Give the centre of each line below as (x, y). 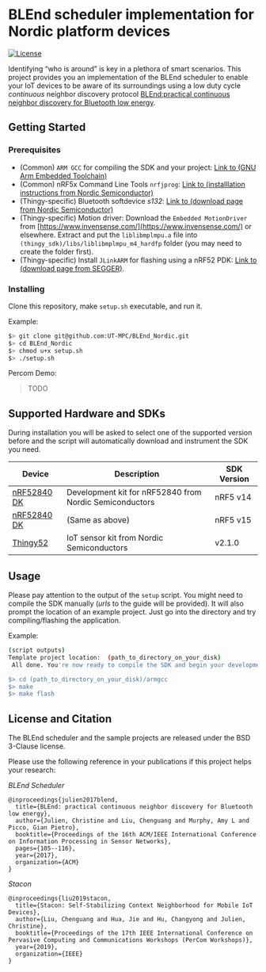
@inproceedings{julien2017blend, (63, 800)
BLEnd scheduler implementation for (131, 15)
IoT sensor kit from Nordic (115, 538)
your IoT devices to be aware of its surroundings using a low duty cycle (125, 86)
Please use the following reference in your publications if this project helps (130, 762)
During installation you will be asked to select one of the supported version (130, 433)
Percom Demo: (32, 373)
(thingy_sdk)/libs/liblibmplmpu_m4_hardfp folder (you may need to (131, 243)
